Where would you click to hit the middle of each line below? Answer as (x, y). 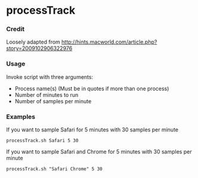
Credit (16, 29)
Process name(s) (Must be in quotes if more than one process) (92, 88)
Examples (21, 116)
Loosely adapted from (33, 42)
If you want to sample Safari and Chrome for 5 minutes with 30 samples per (99, 152)
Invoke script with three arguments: (50, 77)
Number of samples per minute (53, 101)
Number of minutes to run (47, 95)
